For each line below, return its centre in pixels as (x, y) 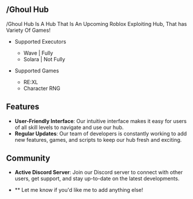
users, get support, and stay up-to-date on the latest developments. (97, 178)
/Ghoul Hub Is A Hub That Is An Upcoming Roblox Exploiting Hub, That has (96, 24)
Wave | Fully (38, 53)
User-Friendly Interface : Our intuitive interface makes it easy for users (101, 121)
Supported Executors (40, 41)
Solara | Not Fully (44, 59)
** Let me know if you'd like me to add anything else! (79, 190)
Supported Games (37, 71)
